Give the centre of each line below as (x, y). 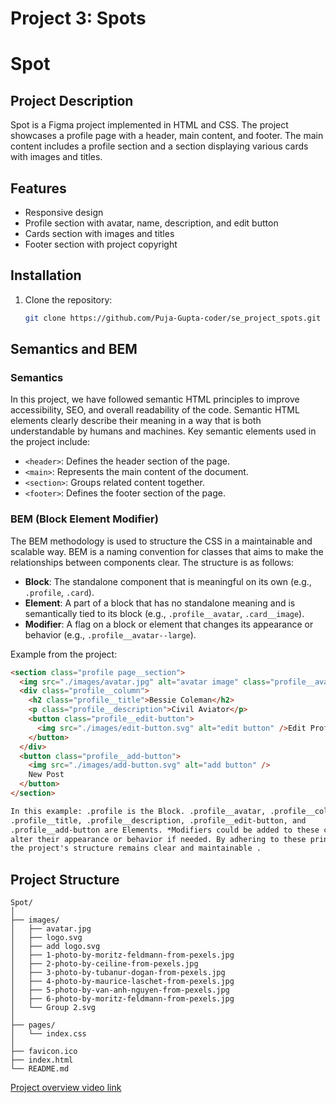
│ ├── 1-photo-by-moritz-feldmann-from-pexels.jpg (122, 955)
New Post (46, 775)
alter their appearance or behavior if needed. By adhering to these (158, 839)
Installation (46, 275)
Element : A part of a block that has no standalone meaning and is (160, 603)
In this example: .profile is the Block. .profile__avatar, (138, 811)
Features (38, 188)
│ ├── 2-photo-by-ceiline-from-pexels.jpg (104, 964)
